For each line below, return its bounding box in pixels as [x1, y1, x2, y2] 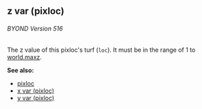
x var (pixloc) [16, 87, 55, 95]
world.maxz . [7, 52, 42, 61]
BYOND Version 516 [7, 24, 63, 33]
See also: [7, 66, 34, 74]
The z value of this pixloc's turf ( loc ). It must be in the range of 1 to [7, 46, 196, 54]
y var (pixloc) [16, 93, 55, 102]
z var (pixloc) [7, 5, 65, 17]
